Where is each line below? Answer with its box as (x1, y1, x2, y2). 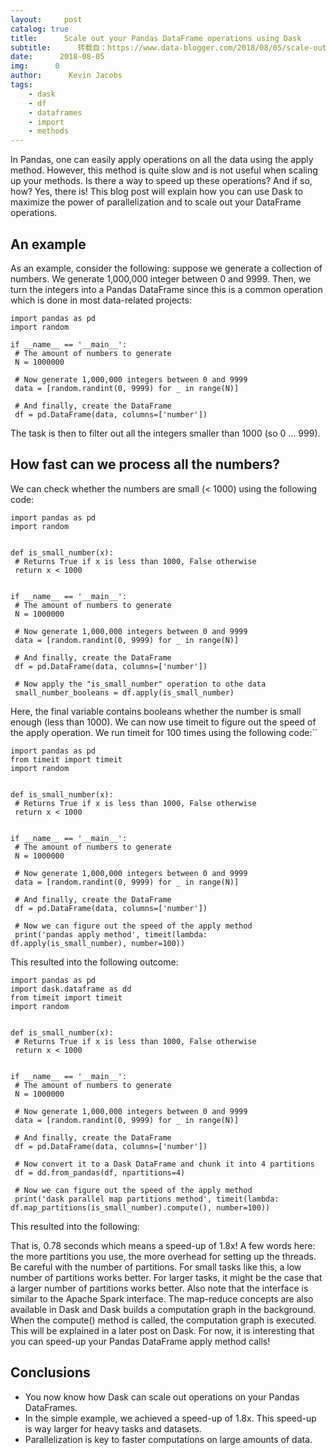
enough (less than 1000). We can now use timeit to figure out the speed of (10, 716, 317, 728)
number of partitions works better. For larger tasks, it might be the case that (10, 1271, 323, 1283)
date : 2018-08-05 (10, 52, 105, 62)
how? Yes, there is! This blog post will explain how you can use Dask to (10, 186, 303, 198)
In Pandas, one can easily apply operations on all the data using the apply (10, 154, 314, 166)
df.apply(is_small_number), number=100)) (10, 938, 186, 948)
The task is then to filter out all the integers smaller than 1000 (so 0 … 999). (10, 427, 321, 439)
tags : (10, 80, 33, 90)
